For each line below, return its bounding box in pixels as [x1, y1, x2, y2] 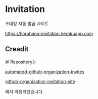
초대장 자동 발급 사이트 [5, 20, 49, 26]
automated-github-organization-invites [5, 69, 85, 75]
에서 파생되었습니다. [5, 89, 44, 95]
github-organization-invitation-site [5, 78, 76, 84]
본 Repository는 [5, 59, 37, 65]
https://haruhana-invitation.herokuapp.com [5, 30, 93, 36]
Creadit [5, 45, 29, 53]
